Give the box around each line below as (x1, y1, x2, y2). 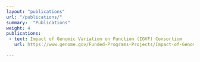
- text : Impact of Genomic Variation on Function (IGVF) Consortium (8, 36, 183, 42)
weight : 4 (6, 25, 31, 31)
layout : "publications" (6, 8, 65, 15)
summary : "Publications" (6, 19, 70, 25)
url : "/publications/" (6, 14, 62, 20)
